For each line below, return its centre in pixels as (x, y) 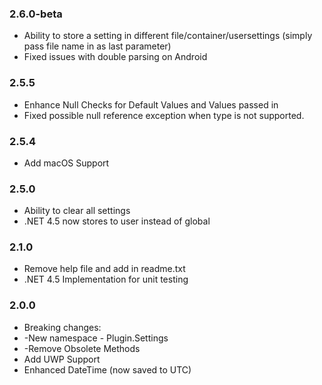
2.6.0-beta (36, 14)
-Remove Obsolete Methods (82, 348)
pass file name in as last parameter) (97, 46)
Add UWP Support (62, 359)
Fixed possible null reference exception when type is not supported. (164, 115)
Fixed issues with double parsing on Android (115, 57)
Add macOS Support (66, 163)
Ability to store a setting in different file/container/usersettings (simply (168, 36)
